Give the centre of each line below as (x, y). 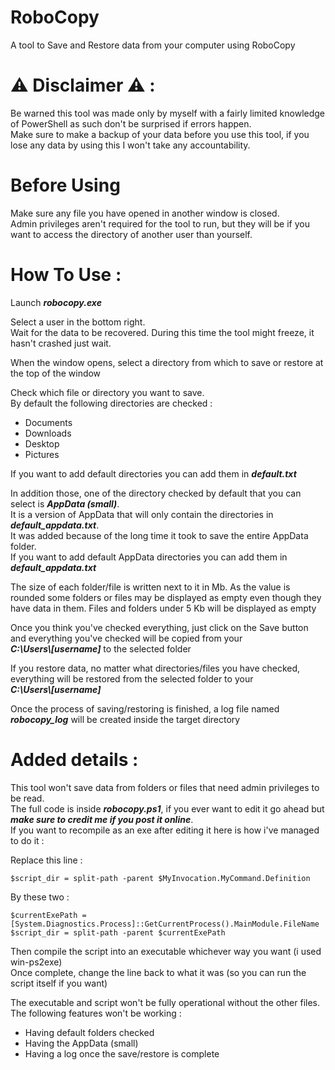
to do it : (27, 840)
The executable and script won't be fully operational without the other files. (165, 1002)
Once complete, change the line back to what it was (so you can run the (158, 972)
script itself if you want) (59, 983)
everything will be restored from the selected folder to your (132, 678)
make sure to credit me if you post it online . (102, 819)
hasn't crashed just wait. (61, 343)
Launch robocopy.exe (56, 302)
